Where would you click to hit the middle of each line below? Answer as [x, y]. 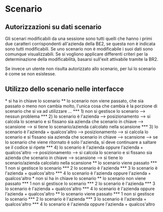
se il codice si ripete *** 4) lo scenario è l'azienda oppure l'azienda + [74, 147]
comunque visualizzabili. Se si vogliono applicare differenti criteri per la [77, 54]
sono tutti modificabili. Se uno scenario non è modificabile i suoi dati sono [79, 49]
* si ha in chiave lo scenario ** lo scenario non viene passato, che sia [74, 101]
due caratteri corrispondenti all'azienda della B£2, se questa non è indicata [80, 44]
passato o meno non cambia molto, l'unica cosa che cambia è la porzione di [81, 106]
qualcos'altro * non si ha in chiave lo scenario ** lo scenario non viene [75, 178]
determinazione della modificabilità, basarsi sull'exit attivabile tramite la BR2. [82, 59]
